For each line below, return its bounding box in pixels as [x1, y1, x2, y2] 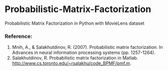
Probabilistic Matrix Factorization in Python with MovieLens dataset [5, 20, 145, 26]
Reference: [5, 33, 33, 40]
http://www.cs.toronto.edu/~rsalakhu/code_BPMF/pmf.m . [12, 60, 132, 66]
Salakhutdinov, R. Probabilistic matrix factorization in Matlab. [12, 55, 138, 61]
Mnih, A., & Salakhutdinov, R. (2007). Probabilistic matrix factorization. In [12, 44, 163, 50]
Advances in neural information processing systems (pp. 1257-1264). [12, 49, 156, 56]
